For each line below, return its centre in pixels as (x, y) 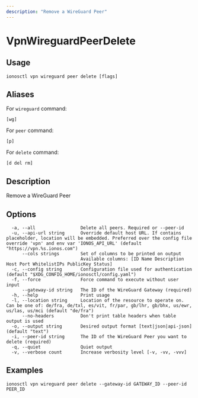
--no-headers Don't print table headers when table (99, 316)
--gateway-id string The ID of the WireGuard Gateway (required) (107, 290)
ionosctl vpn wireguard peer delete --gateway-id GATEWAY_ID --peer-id (96, 384)
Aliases (20, 94)
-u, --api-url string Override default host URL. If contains (97, 233)
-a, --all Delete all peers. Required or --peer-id (98, 228)
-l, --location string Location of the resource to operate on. (98, 301)
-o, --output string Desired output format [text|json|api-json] (102, 326)
